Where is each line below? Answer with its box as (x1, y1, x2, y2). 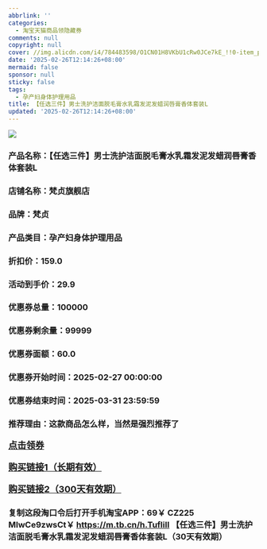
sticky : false (8, 78, 56, 86)
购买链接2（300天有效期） (8, 484, 122, 495)
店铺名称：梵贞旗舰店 (8, 185, 90, 196)
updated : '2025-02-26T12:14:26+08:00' (8, 108, 137, 116)
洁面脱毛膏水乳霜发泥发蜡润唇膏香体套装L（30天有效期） (8, 531, 227, 542)
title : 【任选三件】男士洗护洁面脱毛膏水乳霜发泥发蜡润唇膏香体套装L (8, 100, 209, 108)
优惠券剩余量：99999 (8, 325, 92, 336)
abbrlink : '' (8, 11, 52, 20)
